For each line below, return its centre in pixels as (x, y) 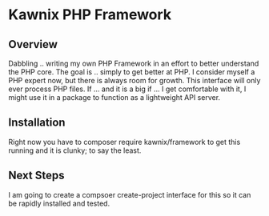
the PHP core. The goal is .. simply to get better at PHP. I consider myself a (132, 72)
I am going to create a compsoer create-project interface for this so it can (130, 194)
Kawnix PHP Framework (90, 15)
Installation (37, 123)
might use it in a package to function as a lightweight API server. (114, 97)
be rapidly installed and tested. (59, 203)
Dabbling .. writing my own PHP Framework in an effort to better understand (134, 63)
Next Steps (36, 176)
